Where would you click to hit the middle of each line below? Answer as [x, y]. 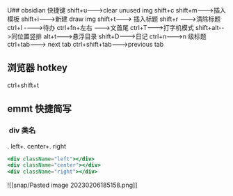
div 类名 [22, 130]
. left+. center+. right [37, 146]
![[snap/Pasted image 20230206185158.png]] [72, 185]
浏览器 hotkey [38, 68]
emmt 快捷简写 [39, 109]
